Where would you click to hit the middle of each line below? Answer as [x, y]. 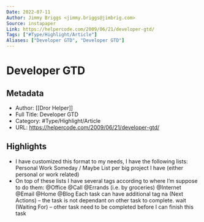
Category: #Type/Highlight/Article [58, 121]
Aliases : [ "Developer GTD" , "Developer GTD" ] [65, 40]
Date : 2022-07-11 [28, 12]
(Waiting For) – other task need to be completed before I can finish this [104, 207]
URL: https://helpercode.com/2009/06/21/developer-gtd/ [87, 127]
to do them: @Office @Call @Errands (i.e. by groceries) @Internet [98, 187]
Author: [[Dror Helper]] [44, 108]
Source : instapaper [31, 23]
